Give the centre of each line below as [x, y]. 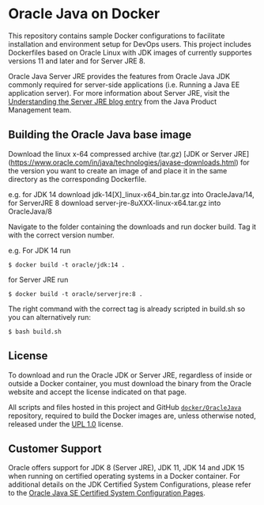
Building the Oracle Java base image [100, 135]
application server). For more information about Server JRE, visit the [119, 93]
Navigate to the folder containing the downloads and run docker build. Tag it [132, 226]
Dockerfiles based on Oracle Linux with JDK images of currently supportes [130, 52]
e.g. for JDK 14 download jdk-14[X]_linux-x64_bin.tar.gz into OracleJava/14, [131, 194]
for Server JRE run [38, 279]
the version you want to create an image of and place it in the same [118, 170]
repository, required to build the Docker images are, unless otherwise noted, [132, 416]
